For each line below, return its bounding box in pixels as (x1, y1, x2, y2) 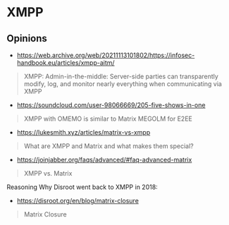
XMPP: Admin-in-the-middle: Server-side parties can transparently (23, 72, 219, 80)
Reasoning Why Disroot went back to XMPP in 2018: (6, 183, 158, 191)
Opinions (6, 32, 47, 44)
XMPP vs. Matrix (23, 169, 73, 177)
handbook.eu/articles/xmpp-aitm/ (16, 59, 115, 67)
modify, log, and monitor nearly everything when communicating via (23, 80, 223, 88)
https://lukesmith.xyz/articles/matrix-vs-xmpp (16, 128, 151, 136)
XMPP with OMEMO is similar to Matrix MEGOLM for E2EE (23, 114, 193, 123)
